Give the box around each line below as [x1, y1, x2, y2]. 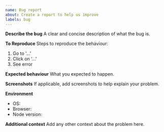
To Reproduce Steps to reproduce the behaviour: [5, 41, 108, 47]
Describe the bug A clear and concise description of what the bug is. [5, 31, 150, 37]
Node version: [12, 111, 42, 117]
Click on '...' [12, 56, 37, 62]
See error [12, 61, 33, 68]
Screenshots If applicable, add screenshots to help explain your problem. [5, 81, 159, 87]
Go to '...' [12, 50, 31, 56]
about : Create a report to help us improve [5, 12, 99, 17]
